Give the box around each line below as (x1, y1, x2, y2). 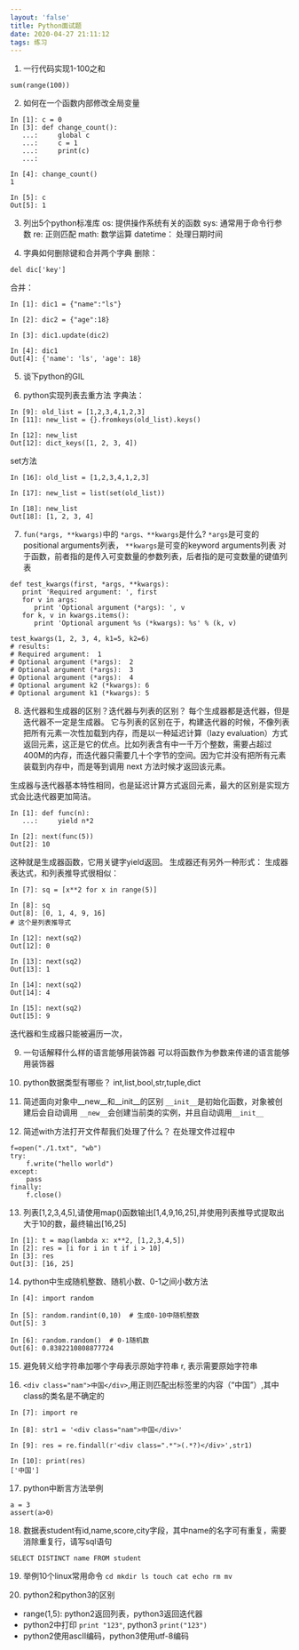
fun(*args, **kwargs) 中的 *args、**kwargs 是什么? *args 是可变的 (22, 529, 260, 540)
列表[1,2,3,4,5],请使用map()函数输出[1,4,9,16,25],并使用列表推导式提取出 (22, 1207, 285, 1218)
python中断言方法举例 (22, 1483, 104, 1494)
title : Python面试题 (10, 21, 83, 30)
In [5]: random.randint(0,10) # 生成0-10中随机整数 (10, 1311, 200, 1320)
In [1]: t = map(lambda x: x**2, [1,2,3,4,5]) (10, 1237, 185, 1246)
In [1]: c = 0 (10, 116, 63, 124)
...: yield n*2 (21, 817, 94, 826)
